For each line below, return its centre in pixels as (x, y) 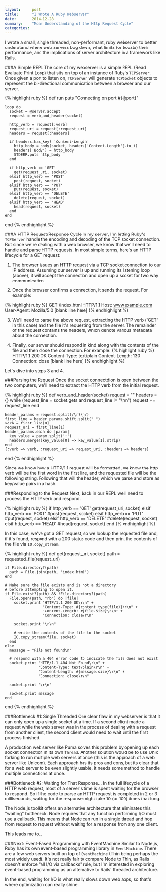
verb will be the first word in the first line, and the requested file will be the (81, 473)
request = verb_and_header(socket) (46, 116)
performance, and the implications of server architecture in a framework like (83, 53)
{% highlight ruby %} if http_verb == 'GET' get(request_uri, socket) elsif (78, 508)
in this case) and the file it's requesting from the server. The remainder (84, 325)
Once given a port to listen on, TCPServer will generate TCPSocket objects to (81, 78)
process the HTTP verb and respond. (43, 499)
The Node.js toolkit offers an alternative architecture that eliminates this (78, 808)
